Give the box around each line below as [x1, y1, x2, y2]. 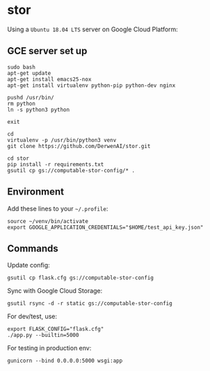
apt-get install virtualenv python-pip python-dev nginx [7, 82, 176, 89]
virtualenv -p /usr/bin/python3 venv [7, 136, 117, 144]
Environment [7, 186, 65, 198]
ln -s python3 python [7, 106, 70, 113]
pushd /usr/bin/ [7, 94, 54, 101]
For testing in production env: [7, 344, 92, 352]
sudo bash [7, 63, 36, 71]
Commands [7, 242, 59, 254]
